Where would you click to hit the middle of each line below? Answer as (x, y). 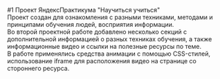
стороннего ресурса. (38, 68)
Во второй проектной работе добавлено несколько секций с (97, 32)
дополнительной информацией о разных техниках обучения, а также (110, 39)
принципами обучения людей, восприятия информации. (91, 24)
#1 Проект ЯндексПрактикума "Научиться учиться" (84, 10)
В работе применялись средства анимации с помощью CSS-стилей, (109, 54)
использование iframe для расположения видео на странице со (102, 61)
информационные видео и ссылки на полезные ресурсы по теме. (104, 46)
